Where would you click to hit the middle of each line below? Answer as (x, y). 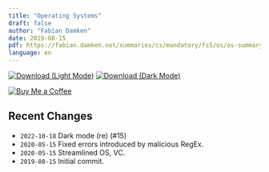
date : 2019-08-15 (37, 38)
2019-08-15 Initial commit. (62, 161)
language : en (30, 53)
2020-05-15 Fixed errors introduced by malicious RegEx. (112, 144)
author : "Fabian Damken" (50, 30)
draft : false (30, 23)
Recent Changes (51, 116)
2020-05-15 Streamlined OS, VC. (72, 152)
